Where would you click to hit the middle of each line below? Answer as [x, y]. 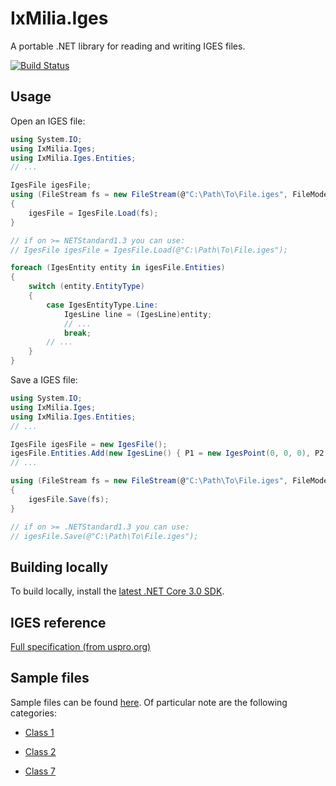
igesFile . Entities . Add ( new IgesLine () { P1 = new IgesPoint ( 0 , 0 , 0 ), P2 [167, 453]
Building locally [59, 567]
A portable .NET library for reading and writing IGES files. [128, 46]
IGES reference [58, 622]
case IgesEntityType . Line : [102, 305]
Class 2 [40, 751]
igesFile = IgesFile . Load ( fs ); [93, 213]
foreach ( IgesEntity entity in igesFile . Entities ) [118, 268]
